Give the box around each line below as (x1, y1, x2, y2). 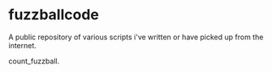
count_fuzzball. (8, 56, 60, 66)
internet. (8, 40, 37, 50)
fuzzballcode (8, 6, 99, 24)
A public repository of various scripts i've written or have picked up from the (8, 32, 264, 42)
